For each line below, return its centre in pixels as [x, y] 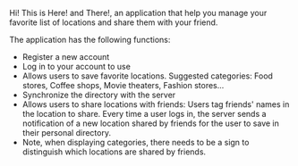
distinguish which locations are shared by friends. [114, 152]
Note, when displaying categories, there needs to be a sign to [136, 142]
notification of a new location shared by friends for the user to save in [151, 123]
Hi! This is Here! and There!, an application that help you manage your [138, 13]
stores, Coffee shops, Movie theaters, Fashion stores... [123, 85]
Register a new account [66, 57]
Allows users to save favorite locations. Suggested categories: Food [147, 76]
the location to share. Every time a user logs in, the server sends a [144, 114]
